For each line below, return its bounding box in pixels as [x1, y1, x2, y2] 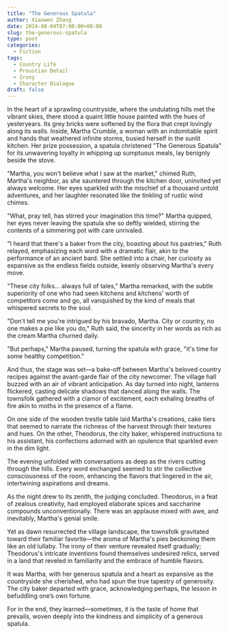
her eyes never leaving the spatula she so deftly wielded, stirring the [7, 219, 200, 227]
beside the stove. [7, 156, 56, 164]
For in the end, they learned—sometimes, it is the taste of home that [7, 605, 199, 613]
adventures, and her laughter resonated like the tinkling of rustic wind [7, 191, 203, 199]
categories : [7, 42, 41, 49]
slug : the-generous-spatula [7, 29, 87, 36]
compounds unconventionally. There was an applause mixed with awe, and [7, 507, 219, 516]
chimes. [7, 199, 29, 207]
